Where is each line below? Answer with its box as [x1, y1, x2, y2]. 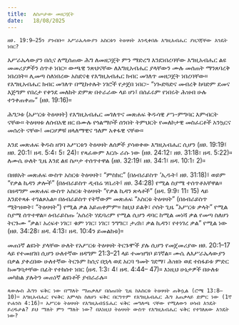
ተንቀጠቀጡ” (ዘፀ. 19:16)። [7, 96, 72, 104]
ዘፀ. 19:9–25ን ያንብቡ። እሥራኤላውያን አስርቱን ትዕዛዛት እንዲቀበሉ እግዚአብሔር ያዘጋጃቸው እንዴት [7, 36, 228, 43]
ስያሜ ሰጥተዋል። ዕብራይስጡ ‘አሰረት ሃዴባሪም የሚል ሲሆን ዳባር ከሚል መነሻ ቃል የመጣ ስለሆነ [7, 210, 230, 219]
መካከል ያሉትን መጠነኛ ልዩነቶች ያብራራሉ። [7, 272, 108, 282]
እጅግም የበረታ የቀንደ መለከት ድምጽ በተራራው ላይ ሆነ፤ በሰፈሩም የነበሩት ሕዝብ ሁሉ [7, 87, 207, 96]
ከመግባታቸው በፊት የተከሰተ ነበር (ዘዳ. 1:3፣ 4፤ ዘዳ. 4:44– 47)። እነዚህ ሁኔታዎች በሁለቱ [7, 264, 219, 273]
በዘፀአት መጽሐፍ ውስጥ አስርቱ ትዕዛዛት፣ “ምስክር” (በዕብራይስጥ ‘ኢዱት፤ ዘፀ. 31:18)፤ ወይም [7, 170, 226, 179]
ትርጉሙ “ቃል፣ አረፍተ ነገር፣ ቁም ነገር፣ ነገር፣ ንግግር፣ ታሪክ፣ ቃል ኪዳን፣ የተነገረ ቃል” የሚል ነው [7, 218, 228, 227]
